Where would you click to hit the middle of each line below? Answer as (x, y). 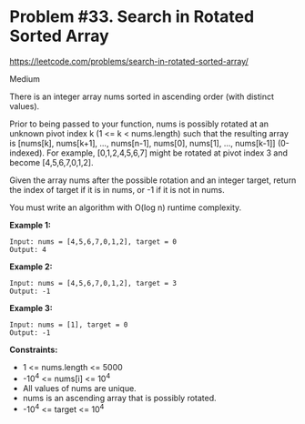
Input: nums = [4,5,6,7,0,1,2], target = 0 (93, 242)
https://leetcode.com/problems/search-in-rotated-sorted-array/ (129, 61)
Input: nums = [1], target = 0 (69, 325)
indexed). (27, 153)
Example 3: (31, 308)
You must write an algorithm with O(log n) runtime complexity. (126, 207)
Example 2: (31, 267)
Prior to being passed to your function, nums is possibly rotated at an (139, 124)
